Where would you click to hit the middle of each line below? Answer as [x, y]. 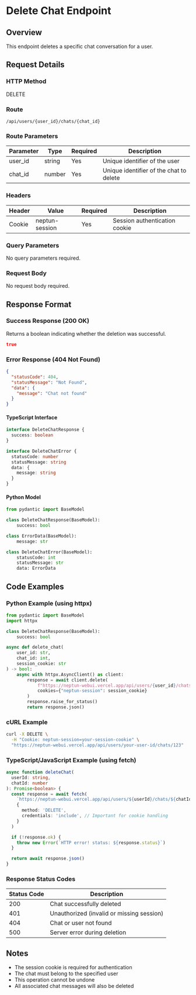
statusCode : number [35, 457]
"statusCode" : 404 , [35, 377]
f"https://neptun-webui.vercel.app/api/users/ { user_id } [106, 686]
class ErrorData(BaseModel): [41, 536]
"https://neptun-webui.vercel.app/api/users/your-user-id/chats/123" [97, 745]
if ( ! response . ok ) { [36, 837]
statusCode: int [36, 557]
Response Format [39, 304]
